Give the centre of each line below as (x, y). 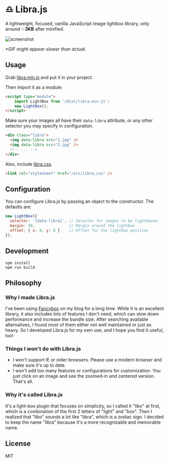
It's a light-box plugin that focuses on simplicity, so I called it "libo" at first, (83, 406)
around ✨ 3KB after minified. (35, 29)
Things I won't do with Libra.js (43, 349)
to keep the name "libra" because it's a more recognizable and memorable (83, 422)
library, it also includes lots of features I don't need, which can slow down (82, 314)
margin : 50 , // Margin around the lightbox (73, 226)
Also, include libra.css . (29, 164)
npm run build (20, 267)
